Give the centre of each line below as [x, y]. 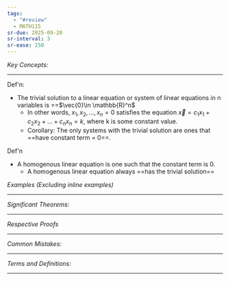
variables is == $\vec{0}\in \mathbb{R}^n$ [76, 105]
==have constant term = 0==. [69, 137]
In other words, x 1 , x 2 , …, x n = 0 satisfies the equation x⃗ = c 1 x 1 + [118, 113]
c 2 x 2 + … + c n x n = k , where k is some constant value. [102, 122]
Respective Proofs [33, 224]
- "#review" [30, 20]
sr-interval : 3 [29, 39]
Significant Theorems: [38, 204]
